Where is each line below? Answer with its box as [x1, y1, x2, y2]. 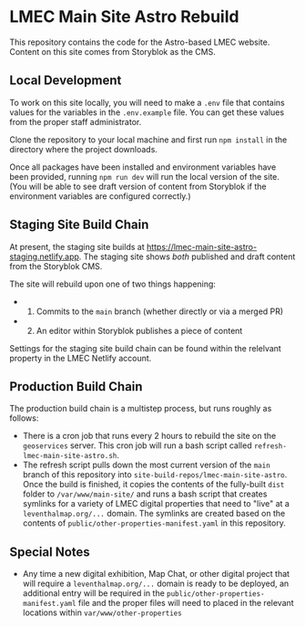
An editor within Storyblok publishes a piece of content [36, 325, 243, 336]
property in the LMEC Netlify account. [9, 352, 152, 363]
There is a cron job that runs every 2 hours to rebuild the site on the [22, 431, 277, 442]
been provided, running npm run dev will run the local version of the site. [9, 171, 280, 182]
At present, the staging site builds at [9, 241, 145, 252]
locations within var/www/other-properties [22, 607, 182, 618]
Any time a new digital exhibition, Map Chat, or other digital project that [22, 569, 290, 580]
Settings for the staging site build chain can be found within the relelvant [9, 342, 282, 353]
